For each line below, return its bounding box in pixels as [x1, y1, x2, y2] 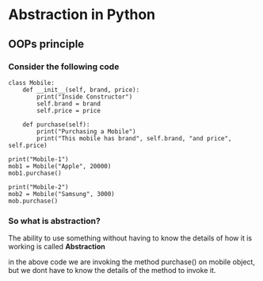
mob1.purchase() [8, 169, 62, 177]
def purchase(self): [22, 121, 90, 129]
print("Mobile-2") [8, 183, 69, 191]
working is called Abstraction [8, 242, 105, 252]
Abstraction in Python [8, 6, 156, 24]
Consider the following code [8, 61, 120, 72]
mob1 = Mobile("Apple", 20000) [8, 162, 112, 170]
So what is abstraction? [8, 215, 101, 226]
